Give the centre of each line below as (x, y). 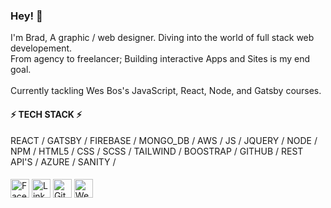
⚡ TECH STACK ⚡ (46, 114)
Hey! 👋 (26, 16)
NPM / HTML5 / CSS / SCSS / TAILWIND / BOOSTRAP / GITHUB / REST (157, 151)
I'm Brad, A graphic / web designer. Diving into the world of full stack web (162, 38)
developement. (41, 48)
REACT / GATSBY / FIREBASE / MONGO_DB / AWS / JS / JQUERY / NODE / (164, 140)
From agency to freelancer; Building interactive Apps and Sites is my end (160, 59)
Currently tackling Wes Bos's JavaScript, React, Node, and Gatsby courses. (166, 91)
